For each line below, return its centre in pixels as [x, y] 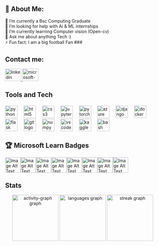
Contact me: [25, 60]
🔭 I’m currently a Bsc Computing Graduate [48, 21]
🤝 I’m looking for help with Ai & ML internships [52, 26]
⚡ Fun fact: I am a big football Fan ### [44, 42]
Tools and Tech [29, 95]
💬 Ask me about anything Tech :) [38, 36]
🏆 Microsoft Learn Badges [47, 146]
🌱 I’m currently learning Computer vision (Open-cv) [57, 31]
